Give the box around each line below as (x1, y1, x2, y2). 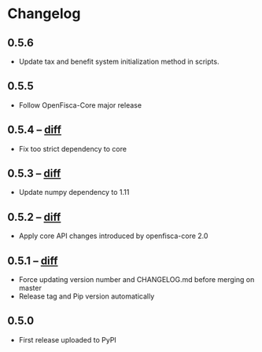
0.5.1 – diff (7, 254, 58, 267)
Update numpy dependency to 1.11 (18, 188, 130, 197)
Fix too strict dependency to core (18, 144, 127, 153)
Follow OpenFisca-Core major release (18, 100, 142, 110)
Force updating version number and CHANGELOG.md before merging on (18, 275, 255, 284)
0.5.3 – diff (7, 167, 61, 181)
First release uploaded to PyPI (18, 335, 117, 344)
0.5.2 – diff (7, 210, 61, 224)
